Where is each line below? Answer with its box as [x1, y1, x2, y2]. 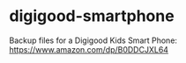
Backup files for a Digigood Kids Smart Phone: [9, 35, 178, 45]
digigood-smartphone [9, 6, 175, 26]
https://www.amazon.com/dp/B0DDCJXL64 [9, 44, 169, 54]
